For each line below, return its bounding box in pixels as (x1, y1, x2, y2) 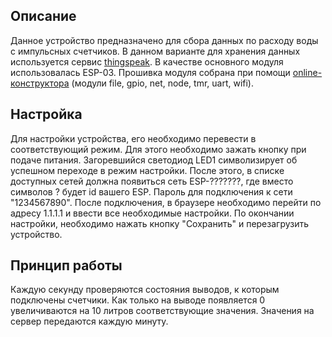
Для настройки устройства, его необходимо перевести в (10, 132, 257, 144)
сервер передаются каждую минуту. (10, 315, 169, 328)
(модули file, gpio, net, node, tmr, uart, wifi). (71, 77, 255, 89)
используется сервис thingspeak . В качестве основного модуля (10, 55, 284, 68)
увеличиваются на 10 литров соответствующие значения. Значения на (10, 305, 315, 317)
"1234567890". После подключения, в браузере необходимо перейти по (10, 196, 322, 208)
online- (292, 66, 323, 78)
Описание (10, 8, 77, 25)
